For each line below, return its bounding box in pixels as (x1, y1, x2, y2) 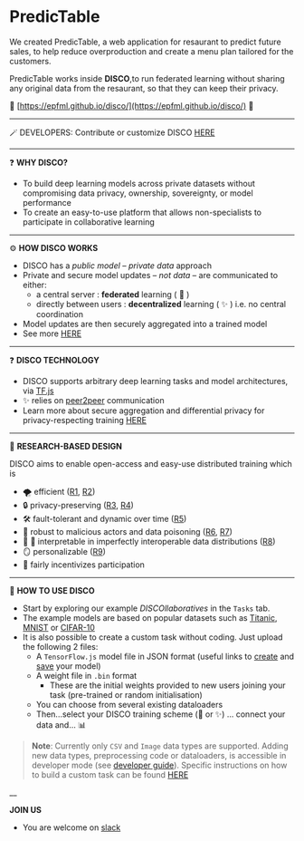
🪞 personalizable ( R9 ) (22, 546, 107, 556)
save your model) (35, 660, 101, 672)
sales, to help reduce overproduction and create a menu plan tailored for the (9, 45, 294, 56)
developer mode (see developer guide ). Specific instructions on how (31, 759, 288, 770)
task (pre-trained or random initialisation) (49, 689, 204, 700)
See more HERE (22, 328, 82, 339)
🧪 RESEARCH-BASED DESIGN (9, 440, 122, 451)
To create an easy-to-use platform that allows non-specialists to (22, 207, 262, 217)
